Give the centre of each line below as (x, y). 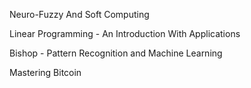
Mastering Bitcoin (45, 72)
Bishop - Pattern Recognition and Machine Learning (116, 53)
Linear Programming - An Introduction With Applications (125, 33)
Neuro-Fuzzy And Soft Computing (79, 14)
